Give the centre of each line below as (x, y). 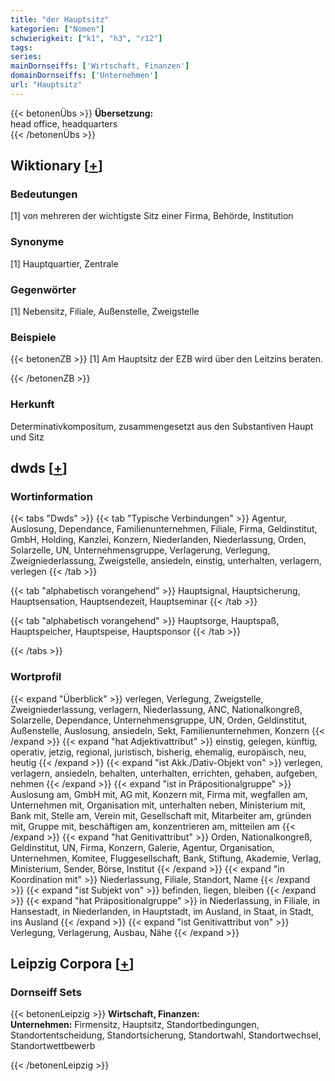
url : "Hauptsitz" (46, 85)
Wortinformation (51, 496)
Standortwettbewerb (53, 1046)
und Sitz (27, 437)
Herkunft (32, 404)
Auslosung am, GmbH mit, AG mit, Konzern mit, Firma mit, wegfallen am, (159, 794)
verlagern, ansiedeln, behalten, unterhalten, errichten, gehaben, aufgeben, (164, 773)
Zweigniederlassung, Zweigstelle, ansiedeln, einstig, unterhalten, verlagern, (166, 561)
